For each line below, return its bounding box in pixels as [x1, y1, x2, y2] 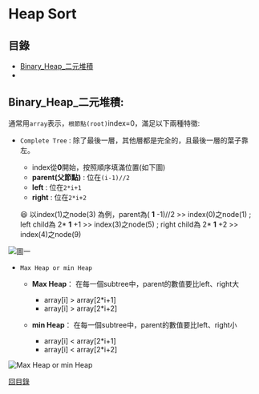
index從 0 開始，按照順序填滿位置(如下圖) [31, 162, 166, 172]
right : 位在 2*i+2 [31, 192, 87, 202]
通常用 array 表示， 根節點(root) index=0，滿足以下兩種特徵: [8, 118, 200, 128]
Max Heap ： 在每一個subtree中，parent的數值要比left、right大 [31, 279, 239, 288]
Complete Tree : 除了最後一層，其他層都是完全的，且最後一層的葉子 [19, 135, 242, 145]
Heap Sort [8, 5, 78, 23]
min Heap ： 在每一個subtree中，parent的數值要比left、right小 [31, 320, 237, 329]
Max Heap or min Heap [19, 263, 92, 272]
